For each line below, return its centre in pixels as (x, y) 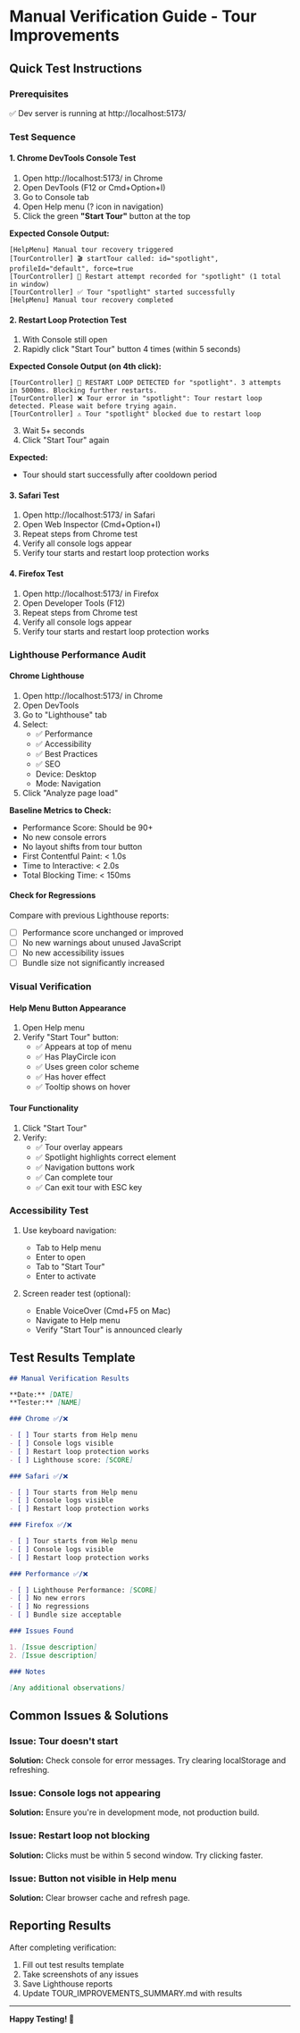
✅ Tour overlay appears (79, 1147)
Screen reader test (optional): (76, 1293)
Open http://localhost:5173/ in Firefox (90, 593)
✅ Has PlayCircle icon (76, 1057)
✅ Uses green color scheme (87, 1067)
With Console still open (65, 340)
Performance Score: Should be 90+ (87, 827)
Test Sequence (42, 137)
